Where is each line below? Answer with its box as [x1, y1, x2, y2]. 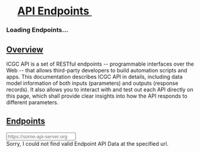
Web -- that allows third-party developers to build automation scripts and [6, 66, 187, 73]
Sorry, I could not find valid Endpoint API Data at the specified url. [6, 140, 169, 147]
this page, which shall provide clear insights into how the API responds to [6, 92, 188, 99]
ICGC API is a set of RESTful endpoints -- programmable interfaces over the [6, 60, 194, 67]
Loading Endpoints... [6, 26, 68, 34]
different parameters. [6, 98, 59, 106]
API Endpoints [17, 4, 89, 18]
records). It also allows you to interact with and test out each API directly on [6, 86, 193, 93]
